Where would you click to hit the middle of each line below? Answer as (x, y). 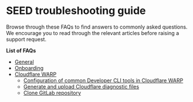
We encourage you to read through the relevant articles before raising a (93, 33)
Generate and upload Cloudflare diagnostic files (81, 86)
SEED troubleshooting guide (76, 11)
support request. (26, 39)
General (24, 62)
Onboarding (29, 68)
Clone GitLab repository (52, 93)
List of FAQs (21, 50)
